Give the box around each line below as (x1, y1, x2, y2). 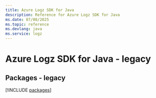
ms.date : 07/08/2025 (5, 17, 50, 22)
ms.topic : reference (5, 21, 50, 27)
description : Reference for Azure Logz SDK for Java (5, 12, 120, 17)
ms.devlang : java (5, 27, 42, 32)
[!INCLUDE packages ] (5, 87, 52, 93)
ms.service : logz (5, 31, 42, 36)
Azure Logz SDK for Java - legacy (5, 53, 151, 65)
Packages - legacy (5, 73, 65, 82)
